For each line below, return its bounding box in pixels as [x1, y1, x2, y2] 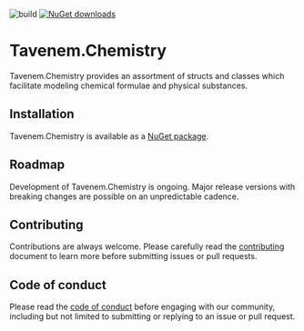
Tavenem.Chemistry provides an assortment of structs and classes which [9, 70, 285, 81]
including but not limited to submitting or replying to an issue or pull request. [9, 311, 296, 322]
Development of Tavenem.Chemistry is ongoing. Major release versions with [9, 181, 296, 192]
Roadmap [9, 157, 66, 173]
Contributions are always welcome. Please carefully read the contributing [9, 241, 285, 252]
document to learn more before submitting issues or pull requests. [9, 251, 258, 262]
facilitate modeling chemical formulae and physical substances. [9, 80, 248, 91]
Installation [9, 106, 75, 122]
